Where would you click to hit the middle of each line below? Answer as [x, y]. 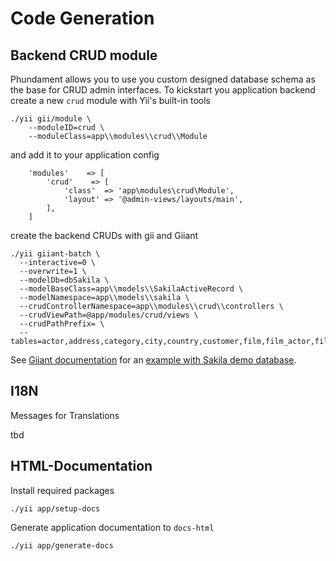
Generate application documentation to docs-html [112, 527]
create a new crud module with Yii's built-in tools [110, 100]
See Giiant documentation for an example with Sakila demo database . [153, 360]
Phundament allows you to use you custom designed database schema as [163, 79]
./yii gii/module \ [51, 119]
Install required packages [62, 490]
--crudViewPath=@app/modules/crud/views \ [109, 315]
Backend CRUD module [84, 55]
